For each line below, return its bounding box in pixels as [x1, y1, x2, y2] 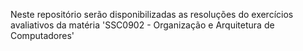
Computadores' [10, 30, 75, 41]
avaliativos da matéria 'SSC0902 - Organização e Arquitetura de [10, 19, 275, 31]
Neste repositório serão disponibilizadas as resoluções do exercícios [10, 9, 294, 20]
